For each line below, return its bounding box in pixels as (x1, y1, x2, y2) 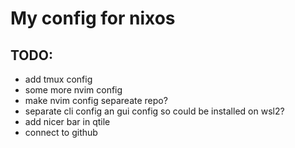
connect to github (24, 127, 98, 138)
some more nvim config (24, 84, 123, 96)
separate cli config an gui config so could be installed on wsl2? (24, 105, 285, 117)
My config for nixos (10, 7, 176, 30)
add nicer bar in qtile (24, 116, 111, 127)
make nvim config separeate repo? (24, 95, 168, 106)
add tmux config (24, 73, 93, 85)
